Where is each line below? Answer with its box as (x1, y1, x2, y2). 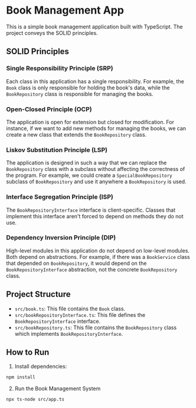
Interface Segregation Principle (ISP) (6, 193, 114, 201)
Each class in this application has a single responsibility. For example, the (6, 77, 184, 85)
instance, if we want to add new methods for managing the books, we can (6, 125, 187, 132)
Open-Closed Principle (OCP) (6, 105, 93, 113)
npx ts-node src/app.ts (6, 397, 65, 403)
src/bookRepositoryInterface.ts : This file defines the (14, 311, 146, 318)
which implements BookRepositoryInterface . (14, 330, 123, 337)
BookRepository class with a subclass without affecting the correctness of (6, 166, 185, 173)
